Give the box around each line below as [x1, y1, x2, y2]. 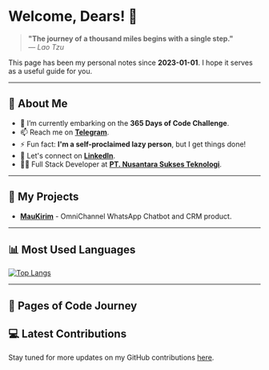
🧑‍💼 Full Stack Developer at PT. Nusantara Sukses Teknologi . [19, 159, 223, 169]
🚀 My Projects [8, 190, 79, 203]
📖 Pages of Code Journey [8, 299, 138, 312]
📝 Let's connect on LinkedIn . [19, 151, 116, 160]
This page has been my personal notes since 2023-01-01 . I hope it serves [8, 58, 254, 67]
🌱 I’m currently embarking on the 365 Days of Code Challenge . [19, 118, 230, 127]
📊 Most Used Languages [8, 243, 136, 256]
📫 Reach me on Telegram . [19, 127, 110, 137]
